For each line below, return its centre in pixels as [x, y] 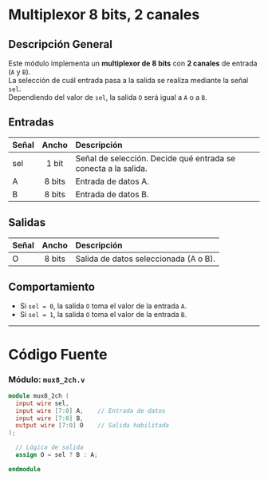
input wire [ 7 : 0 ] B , [49, 418]
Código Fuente [58, 354]
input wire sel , [42, 403]
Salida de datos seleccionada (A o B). [146, 259]
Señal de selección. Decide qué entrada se [156, 158]
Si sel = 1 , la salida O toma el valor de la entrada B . [103, 315]
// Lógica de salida [49, 448]
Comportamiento [52, 287]
